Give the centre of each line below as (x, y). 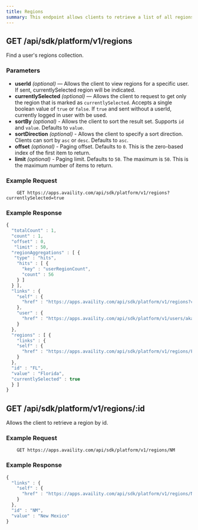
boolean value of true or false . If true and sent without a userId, (93, 109)
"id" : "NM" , (27, 510)
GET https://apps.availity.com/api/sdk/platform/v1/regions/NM (96, 450)
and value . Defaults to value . (49, 127)
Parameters (23, 70)
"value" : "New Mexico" (40, 516)
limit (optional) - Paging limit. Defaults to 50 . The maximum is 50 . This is (101, 159)
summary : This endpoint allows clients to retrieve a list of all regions (100, 17)
